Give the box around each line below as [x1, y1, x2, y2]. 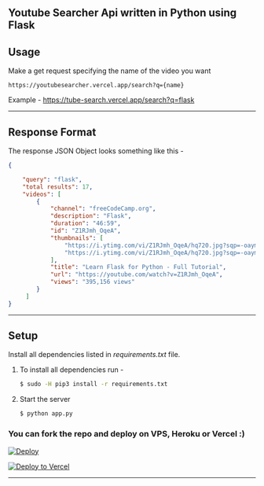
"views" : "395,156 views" [49, 278, 135, 286]
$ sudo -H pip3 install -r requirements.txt [19, 381, 168, 388]
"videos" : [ [22, 190, 61, 198]
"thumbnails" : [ [49, 234, 104, 242]
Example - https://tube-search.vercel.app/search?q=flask [8, 95, 195, 105]
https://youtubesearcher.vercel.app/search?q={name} [8, 82, 185, 90]
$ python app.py [19, 410, 73, 418]
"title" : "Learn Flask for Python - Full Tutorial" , [49, 263, 226, 271]
